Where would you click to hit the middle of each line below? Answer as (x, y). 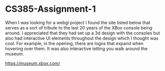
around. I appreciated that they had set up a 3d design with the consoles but (82, 33)
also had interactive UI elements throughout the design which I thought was (82, 38)
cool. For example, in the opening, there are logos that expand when (74, 43)
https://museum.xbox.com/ (33, 63)
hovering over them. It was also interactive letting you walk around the (76, 48)
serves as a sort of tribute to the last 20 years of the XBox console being (79, 27)
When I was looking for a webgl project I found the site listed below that (78, 23)
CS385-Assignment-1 (50, 9)
